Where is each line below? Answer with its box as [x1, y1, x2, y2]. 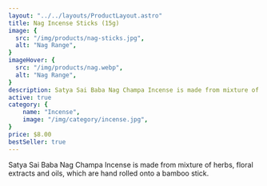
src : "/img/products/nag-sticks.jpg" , [15, 34, 145, 42]
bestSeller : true [8, 137, 66, 146]
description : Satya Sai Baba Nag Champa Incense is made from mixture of [8, 85, 260, 94]
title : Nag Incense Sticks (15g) [8, 19, 120, 27]
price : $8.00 [8, 130, 52, 138]
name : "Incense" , [22, 109, 81, 117]
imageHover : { [8, 57, 56, 65]
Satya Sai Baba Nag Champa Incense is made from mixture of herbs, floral [8, 160, 253, 169]
